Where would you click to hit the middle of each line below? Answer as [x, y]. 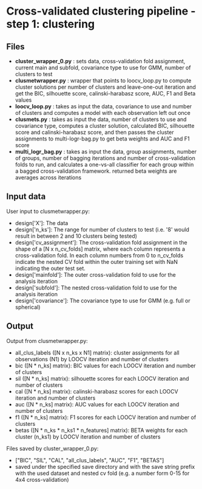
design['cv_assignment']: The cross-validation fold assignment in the [101, 242]
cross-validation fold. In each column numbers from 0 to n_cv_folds [99, 255]
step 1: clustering [51, 24]
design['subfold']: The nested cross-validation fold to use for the [96, 288]
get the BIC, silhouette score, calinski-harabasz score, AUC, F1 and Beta [105, 93]
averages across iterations [48, 177]
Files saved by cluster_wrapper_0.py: [52, 448]
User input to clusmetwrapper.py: [48, 211]
